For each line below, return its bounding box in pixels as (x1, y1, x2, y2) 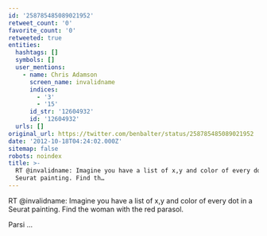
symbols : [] (15, 56, 56, 64)
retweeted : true (8, 33, 62, 42)
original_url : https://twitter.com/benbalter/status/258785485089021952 (8, 130, 254, 137)
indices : (29, 85, 59, 94)
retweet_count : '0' (8, 19, 73, 27)
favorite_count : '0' (8, 26, 77, 34)
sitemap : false (8, 145, 59, 153)
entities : (8, 41, 41, 49)
